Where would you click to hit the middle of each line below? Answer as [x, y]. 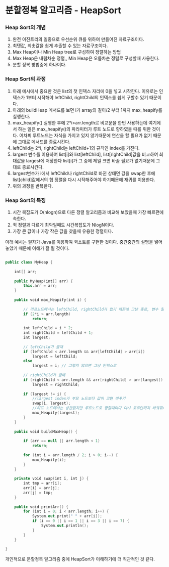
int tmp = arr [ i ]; [43, 484]
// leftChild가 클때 [43, 347]
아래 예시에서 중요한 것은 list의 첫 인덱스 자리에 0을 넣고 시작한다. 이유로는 [85, 91]
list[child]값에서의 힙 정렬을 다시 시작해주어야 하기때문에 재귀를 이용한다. [84, 180]
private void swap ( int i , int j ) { [52, 478]
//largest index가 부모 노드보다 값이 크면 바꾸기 [79, 399]
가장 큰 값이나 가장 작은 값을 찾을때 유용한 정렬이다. [63, 231]
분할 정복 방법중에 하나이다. [39, 65]
